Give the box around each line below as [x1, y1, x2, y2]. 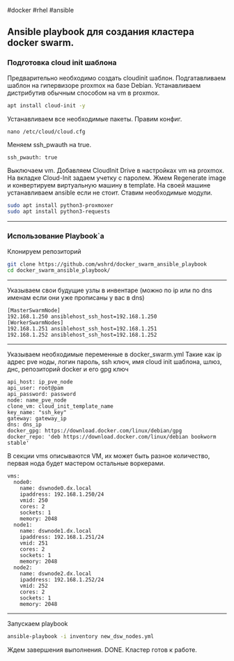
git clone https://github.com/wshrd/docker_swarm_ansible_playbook [7, 261, 208, 268]
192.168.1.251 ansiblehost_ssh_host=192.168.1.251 [7, 326, 157, 333]
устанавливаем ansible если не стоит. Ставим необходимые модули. [7, 188, 212, 197]
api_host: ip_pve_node [7, 379, 73, 386]
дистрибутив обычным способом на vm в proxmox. [7, 89, 160, 97]
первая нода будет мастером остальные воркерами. [7, 459, 166, 468]
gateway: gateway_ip [7, 415, 68, 423]
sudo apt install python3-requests [7, 208, 111, 215]
